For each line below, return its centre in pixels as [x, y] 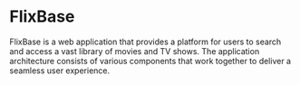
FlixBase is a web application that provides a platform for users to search [145, 42]
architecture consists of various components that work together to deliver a [150, 61]
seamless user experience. [60, 71]
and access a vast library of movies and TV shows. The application [135, 51]
